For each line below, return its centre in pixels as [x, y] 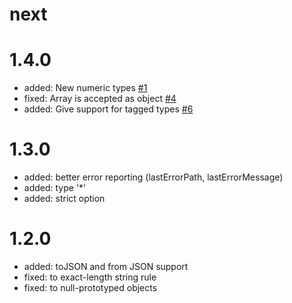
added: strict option [64, 199]
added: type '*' [55, 188]
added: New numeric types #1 [85, 88]
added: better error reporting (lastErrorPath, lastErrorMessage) [153, 177]
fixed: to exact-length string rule [90, 277]
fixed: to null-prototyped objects [90, 287]
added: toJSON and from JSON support [106, 266]
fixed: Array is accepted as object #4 [100, 99]
